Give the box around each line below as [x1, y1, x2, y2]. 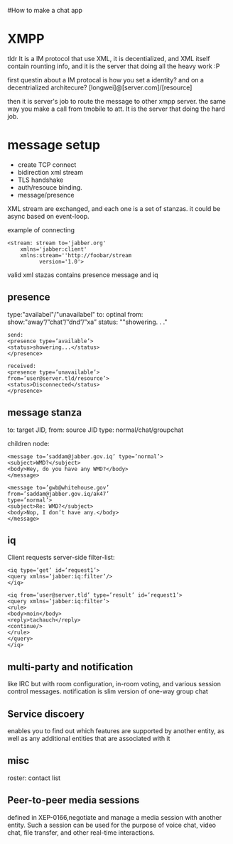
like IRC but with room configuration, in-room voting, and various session [7, 680, 222, 688]
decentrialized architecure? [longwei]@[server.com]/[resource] [7, 83, 193, 92]
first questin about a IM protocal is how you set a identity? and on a [7, 75, 205, 84]
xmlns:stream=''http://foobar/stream [20, 251, 132, 259]
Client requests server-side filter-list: [7, 553, 115, 562]
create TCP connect [17, 160, 77, 169]
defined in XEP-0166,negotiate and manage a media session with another [7, 813, 222, 821]
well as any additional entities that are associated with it [7, 734, 170, 742]
